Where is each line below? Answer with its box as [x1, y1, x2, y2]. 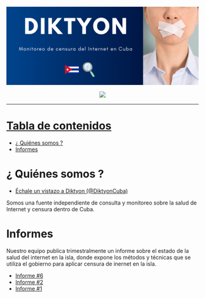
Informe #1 [15, 285, 43, 292]
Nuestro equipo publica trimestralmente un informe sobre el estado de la [6, 247, 189, 254]
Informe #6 [15, 272, 44, 279]
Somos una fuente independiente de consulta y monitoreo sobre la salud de [6, 199, 197, 206]
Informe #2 [15, 278, 44, 286]
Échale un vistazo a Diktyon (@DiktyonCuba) [15, 187, 128, 194]
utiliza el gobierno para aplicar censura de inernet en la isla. [6, 260, 157, 267]
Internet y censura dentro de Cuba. [6, 205, 95, 213]
